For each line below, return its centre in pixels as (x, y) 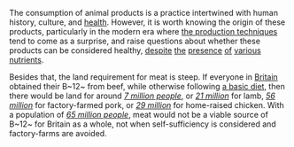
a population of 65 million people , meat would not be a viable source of (139, 115)
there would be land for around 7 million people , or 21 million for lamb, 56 (143, 96)
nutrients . (27, 60)
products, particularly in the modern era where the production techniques (143, 31)
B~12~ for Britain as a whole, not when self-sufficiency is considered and (143, 124)
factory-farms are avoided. (58, 133)
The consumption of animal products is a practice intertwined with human (144, 13)
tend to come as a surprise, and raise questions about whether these (135, 41)
